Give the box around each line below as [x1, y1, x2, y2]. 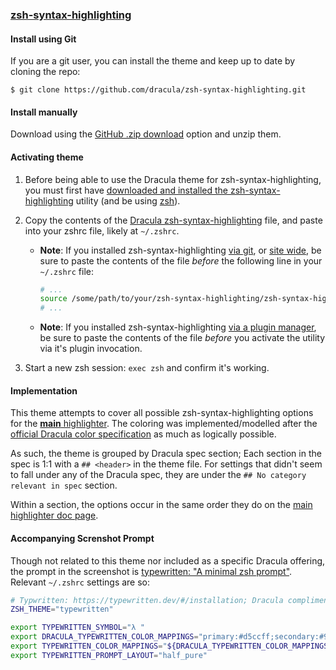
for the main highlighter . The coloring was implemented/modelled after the [10, 418, 318, 430]
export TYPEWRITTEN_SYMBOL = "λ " [10, 623, 145, 633]
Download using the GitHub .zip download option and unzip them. [10, 128, 282, 140]
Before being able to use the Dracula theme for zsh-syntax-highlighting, [24, 173, 322, 185]
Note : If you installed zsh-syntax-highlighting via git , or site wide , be [39, 244, 322, 256]
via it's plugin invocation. [39, 343, 143, 355]
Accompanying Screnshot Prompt [10, 532, 155, 544]
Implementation [10, 384, 78, 397]
